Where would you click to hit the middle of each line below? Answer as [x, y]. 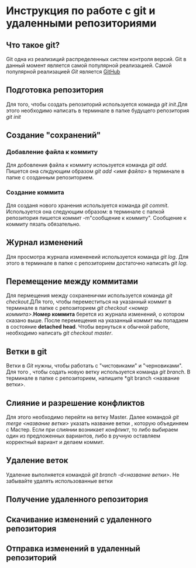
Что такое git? [33, 45]
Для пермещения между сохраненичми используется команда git [89, 296]
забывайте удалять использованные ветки [59, 481]
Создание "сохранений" [54, 136]
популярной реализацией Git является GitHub [63, 71]
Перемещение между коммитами [72, 281]
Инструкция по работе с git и [81, 11]
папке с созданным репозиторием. [50, 177]
